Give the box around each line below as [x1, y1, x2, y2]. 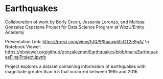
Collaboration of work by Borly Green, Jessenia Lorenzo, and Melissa [5, 19, 145, 25]
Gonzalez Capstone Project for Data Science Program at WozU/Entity [5, 24, 144, 30]
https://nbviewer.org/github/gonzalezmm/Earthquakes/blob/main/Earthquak [5, 49, 158, 55]
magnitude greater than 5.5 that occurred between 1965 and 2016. [5, 68, 139, 74]
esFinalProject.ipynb [5, 54, 47, 60]
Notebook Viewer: [5, 44, 42, 49]
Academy [5, 29, 24, 35]
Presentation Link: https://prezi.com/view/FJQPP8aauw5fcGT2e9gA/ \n [5, 38, 149, 44]
